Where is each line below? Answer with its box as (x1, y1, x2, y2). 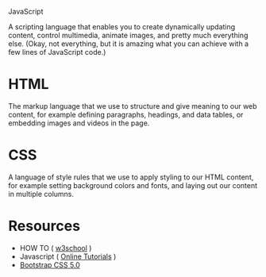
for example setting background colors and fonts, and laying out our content (8, 180, 258, 190)
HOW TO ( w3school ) (19, 243, 92, 252)
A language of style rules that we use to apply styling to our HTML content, (8, 172, 254, 182)
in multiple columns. (8, 189, 74, 198)
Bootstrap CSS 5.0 (19, 260, 81, 269)
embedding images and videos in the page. (8, 118, 150, 128)
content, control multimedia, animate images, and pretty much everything (8, 31, 249, 40)
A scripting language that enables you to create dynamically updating (8, 22, 236, 31)
